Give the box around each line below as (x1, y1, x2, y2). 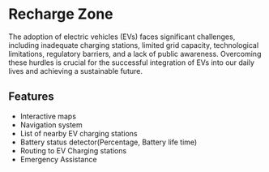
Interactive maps (19, 111, 77, 121)
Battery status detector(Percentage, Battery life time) (19, 137, 198, 147)
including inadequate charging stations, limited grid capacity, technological (8, 40, 259, 49)
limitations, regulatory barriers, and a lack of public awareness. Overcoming (8, 49, 262, 58)
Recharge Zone (8, 5, 113, 24)
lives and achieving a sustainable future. (8, 66, 143, 75)
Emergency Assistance (19, 154, 97, 164)
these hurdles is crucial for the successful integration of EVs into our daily (8, 58, 255, 67)
